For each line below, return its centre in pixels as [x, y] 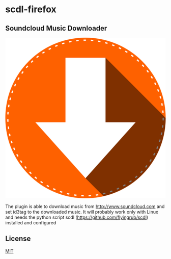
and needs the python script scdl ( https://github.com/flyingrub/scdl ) [77, 217]
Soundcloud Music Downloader [56, 28]
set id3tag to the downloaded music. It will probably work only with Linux [82, 212]
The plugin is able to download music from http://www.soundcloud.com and [85, 206]
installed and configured [31, 223]
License [18, 239]
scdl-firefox [31, 9]
